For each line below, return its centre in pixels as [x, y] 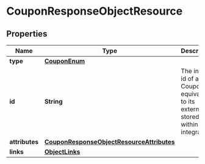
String [54, 102]
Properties [27, 34]
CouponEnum [65, 61]
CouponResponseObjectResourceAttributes [110, 142]
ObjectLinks [63, 152]
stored [190, 117]
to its [188, 102]
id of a [190, 79]
